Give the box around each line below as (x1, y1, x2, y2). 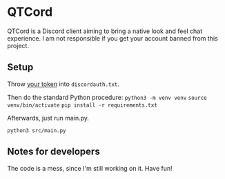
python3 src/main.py (7, 127, 67, 134)
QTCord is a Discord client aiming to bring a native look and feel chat (7, 27, 202, 35)
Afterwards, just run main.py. (7, 114, 90, 122)
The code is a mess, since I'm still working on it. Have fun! (7, 164, 173, 172)
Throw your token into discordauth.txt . (7, 80, 119, 88)
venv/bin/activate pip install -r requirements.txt (7, 101, 157, 109)
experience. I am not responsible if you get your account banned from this (7, 34, 219, 42)
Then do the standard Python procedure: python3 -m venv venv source (7, 93, 207, 101)
